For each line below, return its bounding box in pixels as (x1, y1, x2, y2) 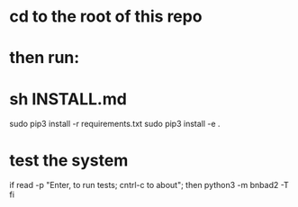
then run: (9, 48, 80, 68)
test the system (9, 150, 129, 170)
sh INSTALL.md (9, 88, 128, 109)
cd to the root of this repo (9, 6, 203, 27)
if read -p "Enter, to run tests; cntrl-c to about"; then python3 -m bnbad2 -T (9, 180, 290, 191)
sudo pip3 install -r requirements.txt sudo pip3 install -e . (9, 119, 221, 130)
